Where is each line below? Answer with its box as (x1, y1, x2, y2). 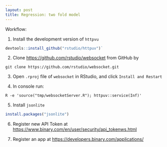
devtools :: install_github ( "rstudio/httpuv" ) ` (5, 46, 103, 51)
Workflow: (5, 26, 27, 32)
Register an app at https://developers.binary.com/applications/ (12, 136, 144, 142)
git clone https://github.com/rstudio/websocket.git (5, 64, 119, 70)
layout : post (5, 7, 33, 13)
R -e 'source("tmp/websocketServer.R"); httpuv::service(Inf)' (5, 93, 142, 98)
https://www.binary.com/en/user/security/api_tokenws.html (12, 126, 137, 132)
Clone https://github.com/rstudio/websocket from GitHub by (12, 55, 139, 61)
